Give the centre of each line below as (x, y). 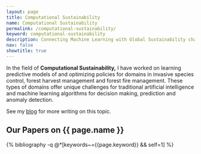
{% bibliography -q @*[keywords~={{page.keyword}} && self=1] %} (90, 144)
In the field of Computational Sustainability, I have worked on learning (94, 68)
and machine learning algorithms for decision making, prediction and (91, 93)
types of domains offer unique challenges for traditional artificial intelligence (100, 87)
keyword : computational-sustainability (56, 34)
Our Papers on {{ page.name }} (65, 130)
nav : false (20, 46)
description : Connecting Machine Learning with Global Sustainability (96, 40)
